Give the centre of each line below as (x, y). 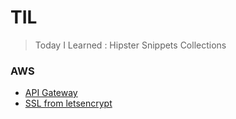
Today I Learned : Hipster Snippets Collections (130, 45)
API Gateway (51, 93)
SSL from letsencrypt (68, 103)
